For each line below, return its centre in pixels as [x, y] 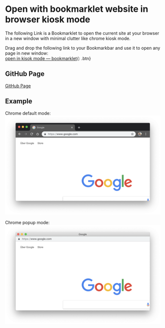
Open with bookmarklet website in [77, 9]
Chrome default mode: [28, 113]
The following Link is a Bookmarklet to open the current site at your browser [82, 33]
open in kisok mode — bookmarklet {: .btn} [48, 58]
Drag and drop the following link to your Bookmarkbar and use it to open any [83, 48]
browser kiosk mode [48, 19]
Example [19, 101]
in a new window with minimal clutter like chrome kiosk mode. [68, 38]
